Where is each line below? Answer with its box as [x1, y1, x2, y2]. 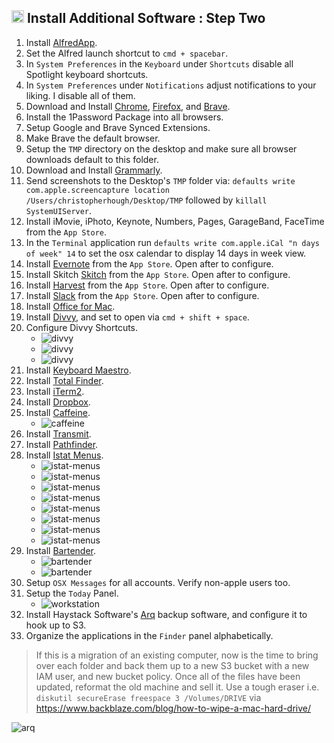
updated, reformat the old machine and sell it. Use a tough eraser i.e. [35, 681, 320, 693]
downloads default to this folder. [25, 153, 159, 165]
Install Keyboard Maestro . [25, 364, 132, 376]
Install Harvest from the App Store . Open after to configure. [25, 279, 270, 291]
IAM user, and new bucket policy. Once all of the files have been [35, 670, 301, 682]
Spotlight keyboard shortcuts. [25, 68, 149, 80]
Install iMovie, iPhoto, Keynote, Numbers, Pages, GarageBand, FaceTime [25, 215, 325, 227]
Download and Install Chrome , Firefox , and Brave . [25, 100, 231, 112]
